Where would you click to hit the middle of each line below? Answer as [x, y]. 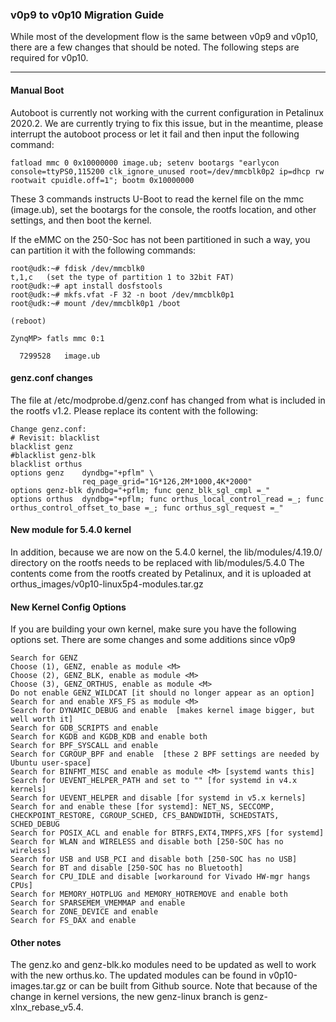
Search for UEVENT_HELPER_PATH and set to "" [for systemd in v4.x [154, 781]
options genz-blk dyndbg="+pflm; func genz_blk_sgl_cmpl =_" [140, 490]
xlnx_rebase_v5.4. [47, 1007]
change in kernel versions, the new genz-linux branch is [126, 997]
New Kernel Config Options [68, 607]
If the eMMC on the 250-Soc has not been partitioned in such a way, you [160, 239]
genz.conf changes [51, 378]
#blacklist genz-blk [53, 455]
